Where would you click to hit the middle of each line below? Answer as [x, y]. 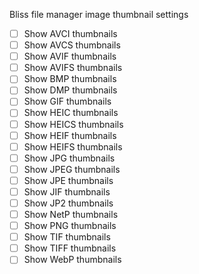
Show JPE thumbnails [68, 180]
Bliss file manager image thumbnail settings [99, 14]
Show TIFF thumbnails [70, 248]
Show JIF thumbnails [67, 191]
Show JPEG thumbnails [72, 169]
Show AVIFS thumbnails [73, 68]
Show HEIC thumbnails [71, 113]
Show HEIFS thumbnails [73, 146]
